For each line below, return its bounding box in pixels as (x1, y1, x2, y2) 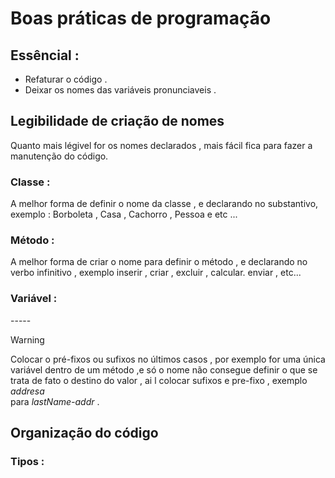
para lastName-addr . (10, 395, 100, 407)
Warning (10, 333, 45, 346)
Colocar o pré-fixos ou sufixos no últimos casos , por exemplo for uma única (10, 353, 326, 365)
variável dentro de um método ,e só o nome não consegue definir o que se (10, 363, 318, 376)
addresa (10, 385, 45, 397)
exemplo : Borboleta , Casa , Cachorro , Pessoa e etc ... (10, 208, 238, 221)
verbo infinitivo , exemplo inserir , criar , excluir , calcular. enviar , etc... (10, 267, 302, 279)
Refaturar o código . (24, 73, 108, 85)
